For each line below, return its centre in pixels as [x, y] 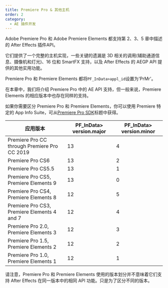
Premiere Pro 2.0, [28, 226]
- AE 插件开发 [23, 24]
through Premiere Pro [33, 146]
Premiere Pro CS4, [29, 191]
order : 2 [14, 15]
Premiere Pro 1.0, [28, 255]
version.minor [138, 132]
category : [15, 19]
